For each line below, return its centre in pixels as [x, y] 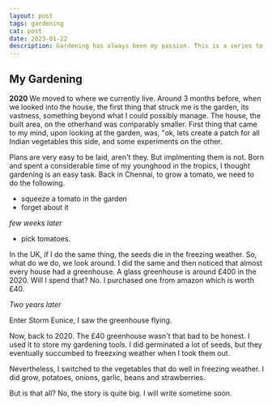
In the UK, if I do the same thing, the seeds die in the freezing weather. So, [133, 254]
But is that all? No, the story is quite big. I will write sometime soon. [121, 393]
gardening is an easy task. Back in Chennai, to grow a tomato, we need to [132, 174]
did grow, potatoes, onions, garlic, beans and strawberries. [107, 377]
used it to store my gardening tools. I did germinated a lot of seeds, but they [136, 344]
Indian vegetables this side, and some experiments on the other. [116, 141]
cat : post [26, 31]
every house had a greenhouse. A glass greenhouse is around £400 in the [133, 271]
